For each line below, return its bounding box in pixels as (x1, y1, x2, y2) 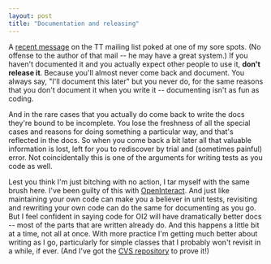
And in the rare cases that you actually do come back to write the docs (8, 109, 245, 119)
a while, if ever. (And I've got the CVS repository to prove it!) (8, 245, 209, 256)
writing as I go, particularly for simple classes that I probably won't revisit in (8, 237, 261, 247)
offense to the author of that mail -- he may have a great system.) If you (8, 50, 249, 60)
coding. (8, 93, 34, 103)
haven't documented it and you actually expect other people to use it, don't (8, 58, 261, 69)
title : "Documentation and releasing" (8, 19, 140, 28)
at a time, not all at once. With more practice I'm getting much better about (8, 228, 258, 238)
